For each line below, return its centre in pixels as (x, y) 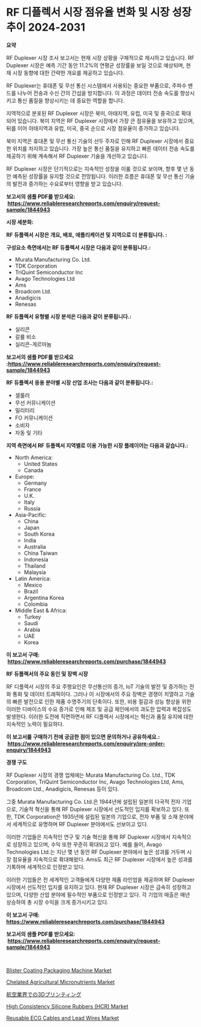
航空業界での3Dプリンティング (44, 994)
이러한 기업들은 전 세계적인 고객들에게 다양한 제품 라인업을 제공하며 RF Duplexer (100, 879)
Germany (35, 483)
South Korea (39, 534)
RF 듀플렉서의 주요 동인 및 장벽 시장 (47, 674)
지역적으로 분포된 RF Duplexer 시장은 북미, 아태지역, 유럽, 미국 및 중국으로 (93, 113)
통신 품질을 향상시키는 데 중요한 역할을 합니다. (71, 100)
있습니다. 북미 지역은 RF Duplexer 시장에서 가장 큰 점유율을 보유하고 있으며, (106, 121)
